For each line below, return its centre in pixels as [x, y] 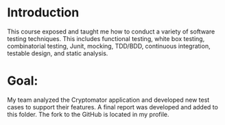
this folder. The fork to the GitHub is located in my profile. [88, 114]
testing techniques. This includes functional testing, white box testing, [106, 38]
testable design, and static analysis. [58, 53]
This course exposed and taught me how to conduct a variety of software [111, 31]
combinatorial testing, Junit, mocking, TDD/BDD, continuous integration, [109, 46]
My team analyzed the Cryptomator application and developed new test [108, 100]
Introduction [43, 13]
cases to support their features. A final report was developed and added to [113, 107]
